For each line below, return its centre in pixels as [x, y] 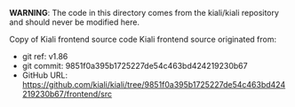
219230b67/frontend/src [67, 94]
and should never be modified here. [75, 22]
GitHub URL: [45, 75]
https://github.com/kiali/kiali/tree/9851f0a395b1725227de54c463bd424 [154, 84]
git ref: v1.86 [45, 56]
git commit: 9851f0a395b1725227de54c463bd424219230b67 [135, 66]
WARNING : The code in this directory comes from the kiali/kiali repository [144, 13]
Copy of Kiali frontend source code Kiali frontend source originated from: [143, 39]
